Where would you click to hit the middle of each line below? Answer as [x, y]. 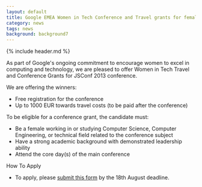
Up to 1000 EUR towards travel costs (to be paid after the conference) [101, 105]
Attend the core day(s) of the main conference [72, 155]
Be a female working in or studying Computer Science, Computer [96, 129]
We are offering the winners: [41, 87]
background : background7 [37, 34]
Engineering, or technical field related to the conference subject [94, 135]
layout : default [26, 12]
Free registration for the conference [59, 99]
